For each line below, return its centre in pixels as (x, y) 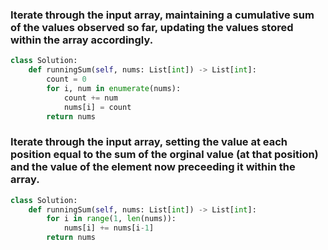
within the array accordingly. (82, 40)
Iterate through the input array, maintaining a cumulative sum (162, 15)
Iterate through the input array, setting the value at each (149, 142)
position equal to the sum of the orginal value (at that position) (164, 155)
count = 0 (66, 79)
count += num (90, 98)
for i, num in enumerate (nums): (114, 88)
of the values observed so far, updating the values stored (152, 27)
